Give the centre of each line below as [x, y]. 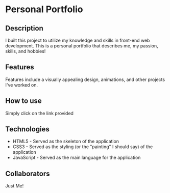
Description [24, 28]
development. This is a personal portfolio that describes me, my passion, [82, 46]
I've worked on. [22, 85]
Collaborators [28, 173]
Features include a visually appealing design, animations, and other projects [85, 79]
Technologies [28, 129]
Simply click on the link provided [40, 113]
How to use [23, 101]
